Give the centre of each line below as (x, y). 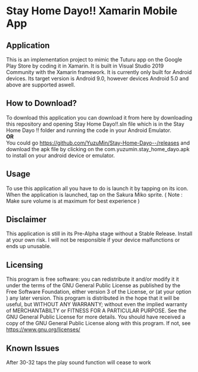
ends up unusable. (29, 246)
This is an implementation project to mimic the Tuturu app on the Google (94, 60)
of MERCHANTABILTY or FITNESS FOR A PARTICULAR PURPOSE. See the (96, 311)
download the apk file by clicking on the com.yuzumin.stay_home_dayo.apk (98, 149)
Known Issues (33, 348)
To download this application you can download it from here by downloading (99, 117)
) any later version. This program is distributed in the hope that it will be (93, 298)
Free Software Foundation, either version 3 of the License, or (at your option (99, 292)
